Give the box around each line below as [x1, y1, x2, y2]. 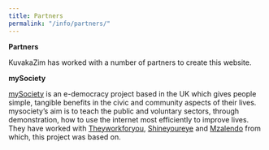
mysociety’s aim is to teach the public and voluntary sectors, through [8, 106, 240, 116]
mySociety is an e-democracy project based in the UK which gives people [8, 88, 257, 98]
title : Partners [8, 11, 63, 20]
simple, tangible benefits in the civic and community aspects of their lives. [8, 97, 257, 107]
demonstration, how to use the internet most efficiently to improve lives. [8, 114, 249, 124]
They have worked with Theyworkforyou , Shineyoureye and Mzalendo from [8, 123, 262, 133]
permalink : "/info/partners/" [8, 19, 111, 28]
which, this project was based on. [8, 131, 121, 142]
